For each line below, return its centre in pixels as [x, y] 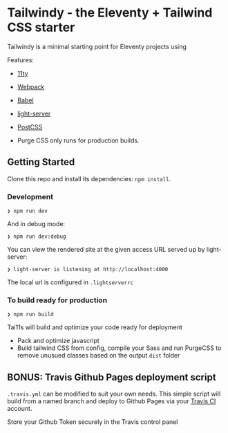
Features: [21, 59]
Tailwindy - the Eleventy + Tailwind [110, 13]
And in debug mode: [36, 224]
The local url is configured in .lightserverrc [70, 282]
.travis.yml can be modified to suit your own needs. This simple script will [114, 394]
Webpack [31, 86]
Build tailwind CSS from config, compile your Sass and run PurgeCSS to [119, 348]
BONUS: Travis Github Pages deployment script [112, 377]
